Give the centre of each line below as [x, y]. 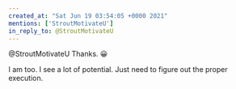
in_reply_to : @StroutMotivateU [61, 31]
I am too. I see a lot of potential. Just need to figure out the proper [118, 70]
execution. [26, 78]
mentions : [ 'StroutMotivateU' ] [61, 23]
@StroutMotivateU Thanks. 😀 [58, 54]
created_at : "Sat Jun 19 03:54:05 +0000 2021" [88, 16]
